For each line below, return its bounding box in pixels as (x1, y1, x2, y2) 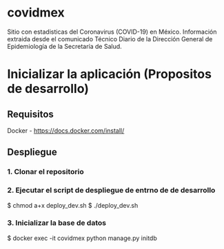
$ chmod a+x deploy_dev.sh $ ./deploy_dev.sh (7, 201, 139, 209)
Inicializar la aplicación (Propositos (7, 67, 212, 82)
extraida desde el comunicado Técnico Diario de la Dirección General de (7, 34, 213, 43)
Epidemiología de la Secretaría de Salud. (7, 42, 122, 50)
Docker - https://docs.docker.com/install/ (7, 126, 125, 135)
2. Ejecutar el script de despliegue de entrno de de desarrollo (7, 186, 216, 195)
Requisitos (7, 108, 54, 120)
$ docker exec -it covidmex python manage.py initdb (7, 234, 157, 242)
